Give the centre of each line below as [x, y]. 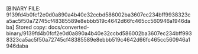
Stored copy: [31, 27]
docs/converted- [69, 27]
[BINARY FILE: [23, 9]
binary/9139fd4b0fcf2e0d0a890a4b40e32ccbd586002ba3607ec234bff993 [99, 33]
